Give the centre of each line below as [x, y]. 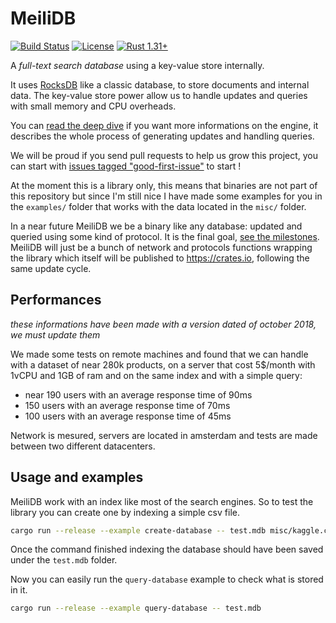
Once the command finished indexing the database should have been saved [167, 549]
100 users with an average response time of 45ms [128, 416]
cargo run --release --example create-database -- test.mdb [138, 530]
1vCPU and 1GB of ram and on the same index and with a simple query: [156, 375]
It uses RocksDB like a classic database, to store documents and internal [160, 84]
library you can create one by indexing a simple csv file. [125, 512]
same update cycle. [51, 268]
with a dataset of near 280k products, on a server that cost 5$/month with [163, 364]
